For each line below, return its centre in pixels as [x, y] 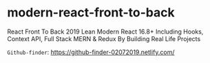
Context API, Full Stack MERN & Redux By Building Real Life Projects [104, 38]
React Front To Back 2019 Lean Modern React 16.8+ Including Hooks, [105, 32]
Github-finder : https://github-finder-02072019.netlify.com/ [91, 52]
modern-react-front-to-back [91, 13]
